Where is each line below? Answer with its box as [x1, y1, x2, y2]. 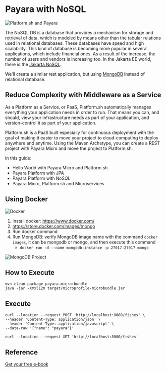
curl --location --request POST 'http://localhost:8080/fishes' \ [5, 313, 145, 318]
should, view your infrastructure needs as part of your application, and [5, 115, 150, 121]
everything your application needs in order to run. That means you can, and [5, 109, 160, 115]
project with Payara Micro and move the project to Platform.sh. [5, 145, 133, 151]
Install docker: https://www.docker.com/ [12, 218, 95, 224]
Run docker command [12, 228, 58, 235]
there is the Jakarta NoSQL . [5, 61, 62, 67]
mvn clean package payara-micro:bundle [5, 281, 88, 287]
